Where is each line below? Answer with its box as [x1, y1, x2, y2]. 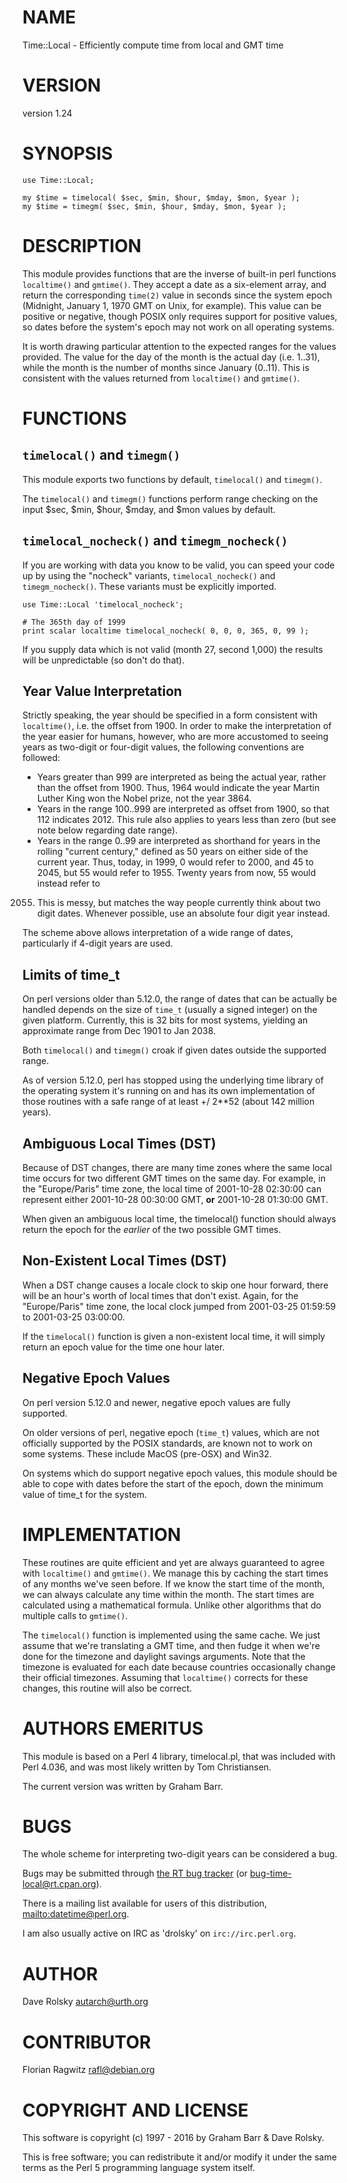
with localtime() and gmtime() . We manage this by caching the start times [22, 1567, 329, 1579]
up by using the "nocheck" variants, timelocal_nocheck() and [22, 569, 276, 581]
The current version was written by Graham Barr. [22, 1780, 224, 1792]
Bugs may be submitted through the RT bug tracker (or [22, 1867, 249, 1880]
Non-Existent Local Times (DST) [22, 1252, 227, 1270]
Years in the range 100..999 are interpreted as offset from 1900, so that [36, 803, 330, 815]
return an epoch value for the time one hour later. [22, 1341, 225, 1353]
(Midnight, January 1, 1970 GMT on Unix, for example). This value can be [22, 299, 322, 311]
